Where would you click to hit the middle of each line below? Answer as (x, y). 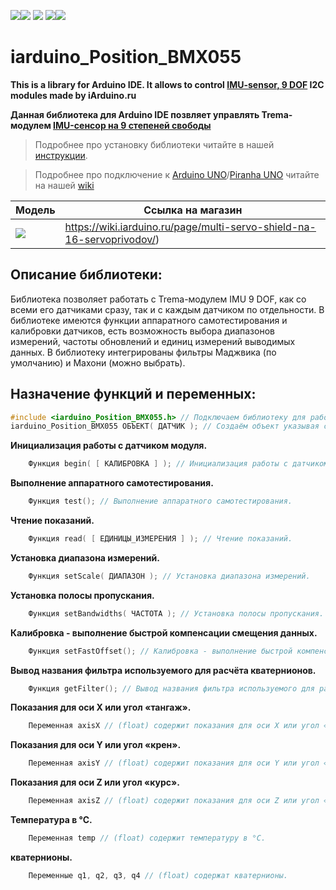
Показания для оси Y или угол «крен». (96, 745)
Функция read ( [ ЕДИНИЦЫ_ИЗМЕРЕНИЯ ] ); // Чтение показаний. (160, 539)
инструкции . (61, 155)
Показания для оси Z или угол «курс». (95, 782)
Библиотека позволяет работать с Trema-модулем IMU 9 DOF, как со (158, 299)
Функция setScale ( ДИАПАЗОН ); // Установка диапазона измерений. (169, 576)
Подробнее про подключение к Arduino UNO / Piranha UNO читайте (177, 174)
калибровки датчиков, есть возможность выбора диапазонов (142, 331)
